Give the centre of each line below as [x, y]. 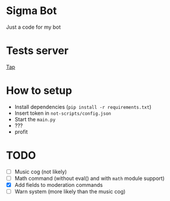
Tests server [37, 51]
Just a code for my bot [33, 27]
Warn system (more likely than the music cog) [70, 191]
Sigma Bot [32, 11]
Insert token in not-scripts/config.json [63, 113]
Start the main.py [35, 119]
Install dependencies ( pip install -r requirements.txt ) [83, 107]
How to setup [39, 91]
